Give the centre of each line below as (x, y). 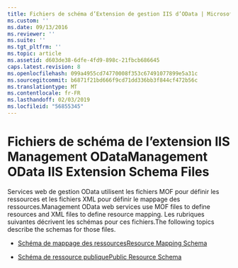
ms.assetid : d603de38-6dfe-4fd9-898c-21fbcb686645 (84, 60)
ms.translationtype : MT (42, 87)
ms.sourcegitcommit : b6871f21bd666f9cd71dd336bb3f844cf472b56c (103, 80)
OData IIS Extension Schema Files (108, 172)
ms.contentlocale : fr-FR (44, 93)
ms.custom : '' (28, 21)
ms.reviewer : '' (31, 34)
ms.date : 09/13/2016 (38, 27)
